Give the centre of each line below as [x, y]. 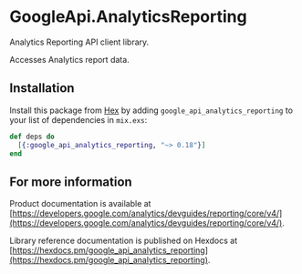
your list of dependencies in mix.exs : [78, 119]
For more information [71, 182]
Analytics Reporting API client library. [79, 42]
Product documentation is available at [80, 204]
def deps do [32, 137]
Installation [42, 88]
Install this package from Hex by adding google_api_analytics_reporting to [151, 110]
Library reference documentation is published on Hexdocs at [124, 241]
